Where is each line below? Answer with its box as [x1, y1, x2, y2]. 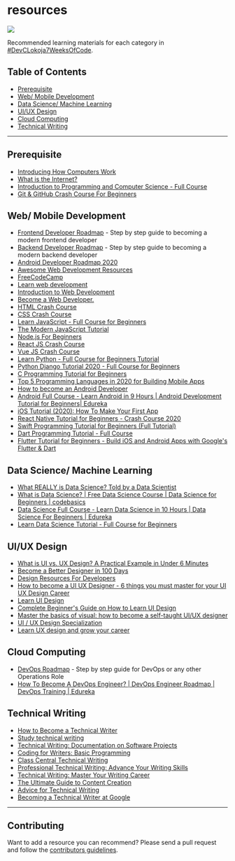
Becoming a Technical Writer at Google [17, 793, 131, 801]
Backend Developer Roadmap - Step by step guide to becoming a [17, 244, 207, 252]
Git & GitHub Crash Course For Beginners [17, 190, 137, 198]
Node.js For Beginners [17, 332, 83, 341]
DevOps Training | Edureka [17, 687, 96, 695]
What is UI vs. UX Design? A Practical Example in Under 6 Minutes [17, 559, 208, 567]
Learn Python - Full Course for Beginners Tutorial [17, 355, 159, 363]
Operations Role [17, 672, 64, 680]
